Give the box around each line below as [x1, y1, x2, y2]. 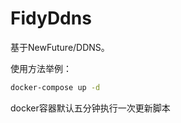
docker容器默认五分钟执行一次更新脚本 [10, 102, 171, 114]
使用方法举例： [10, 62, 72, 74]
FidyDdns [10, 7, 92, 30]
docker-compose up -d [10, 82, 101, 92]
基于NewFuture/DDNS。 [10, 41, 110, 53]
